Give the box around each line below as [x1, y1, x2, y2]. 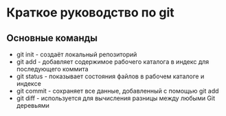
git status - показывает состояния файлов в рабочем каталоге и [16, 72, 205, 80]
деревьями [16, 102, 49, 109]
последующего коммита [16, 65, 89, 73]
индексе [16, 80, 42, 87]
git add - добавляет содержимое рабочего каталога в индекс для [16, 58, 210, 66]
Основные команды [6, 32, 98, 44]
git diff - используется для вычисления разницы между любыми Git [16, 94, 216, 102]
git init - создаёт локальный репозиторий [16, 50, 137, 58]
